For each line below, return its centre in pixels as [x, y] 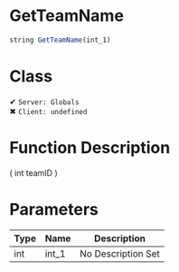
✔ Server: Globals [44, 102]
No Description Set [120, 253]
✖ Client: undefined [48, 111]
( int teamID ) [33, 172]
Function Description [90, 147]
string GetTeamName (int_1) [60, 40]
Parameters [54, 209]
